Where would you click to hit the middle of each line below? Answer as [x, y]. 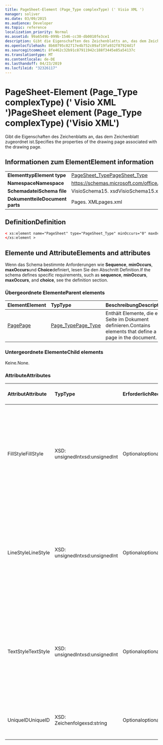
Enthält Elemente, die [130, 314]
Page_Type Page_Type [76, 326]
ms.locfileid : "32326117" [31, 68]
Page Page [19, 326]
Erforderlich [137, 394]
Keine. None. [17, 363]
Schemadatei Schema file [37, 191]
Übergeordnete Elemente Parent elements [55, 293]
